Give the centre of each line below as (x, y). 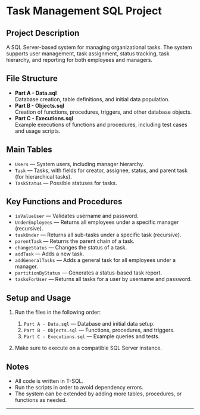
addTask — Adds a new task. (49, 254)
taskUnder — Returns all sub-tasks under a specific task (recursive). (98, 235)
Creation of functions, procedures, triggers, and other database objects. (103, 112)
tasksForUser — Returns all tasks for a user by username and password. (103, 279)
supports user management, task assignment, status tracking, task (88, 54)
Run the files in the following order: (58, 312)
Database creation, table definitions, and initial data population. (92, 99)
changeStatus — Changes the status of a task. (71, 248)
